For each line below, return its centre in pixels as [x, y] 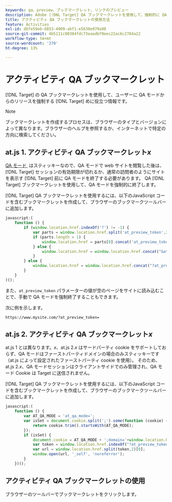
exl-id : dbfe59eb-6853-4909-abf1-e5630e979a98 [56, 29]
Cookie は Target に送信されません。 [54, 373]
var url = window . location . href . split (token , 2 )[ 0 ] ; [89, 449]
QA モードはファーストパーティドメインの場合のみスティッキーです [89, 354]
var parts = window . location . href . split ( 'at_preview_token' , [99, 232]
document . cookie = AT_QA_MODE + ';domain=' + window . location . [99, 440]
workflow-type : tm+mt [28, 39]
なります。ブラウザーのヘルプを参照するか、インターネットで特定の [94, 128]
